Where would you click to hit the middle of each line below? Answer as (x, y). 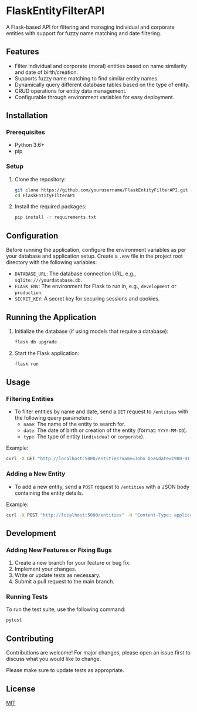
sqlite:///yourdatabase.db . (48, 280)
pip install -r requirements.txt (55, 217)
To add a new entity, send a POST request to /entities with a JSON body (102, 487)
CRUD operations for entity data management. (71, 91)
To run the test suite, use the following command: (66, 609)
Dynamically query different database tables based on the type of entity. (102, 85)
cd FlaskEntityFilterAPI (45, 195)
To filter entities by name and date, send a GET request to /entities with (101, 411)
